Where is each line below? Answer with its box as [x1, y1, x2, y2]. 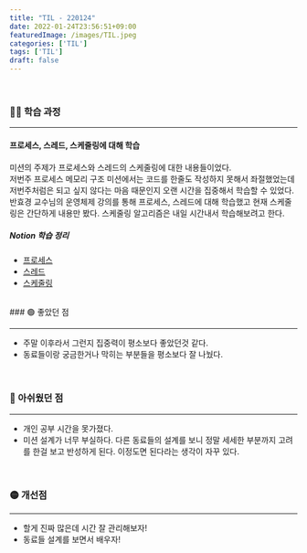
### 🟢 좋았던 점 [9, 307, 69, 318]
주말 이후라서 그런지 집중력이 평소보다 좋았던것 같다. [22, 337, 208, 348]
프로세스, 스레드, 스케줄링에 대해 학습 [9, 139, 140, 151]
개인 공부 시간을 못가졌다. [22, 422, 114, 434]
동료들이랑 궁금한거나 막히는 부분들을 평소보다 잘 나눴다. [22, 349, 224, 360]
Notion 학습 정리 [9, 230, 69, 241]
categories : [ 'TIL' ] [9, 38, 89, 48]
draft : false [9, 56, 59, 65]
